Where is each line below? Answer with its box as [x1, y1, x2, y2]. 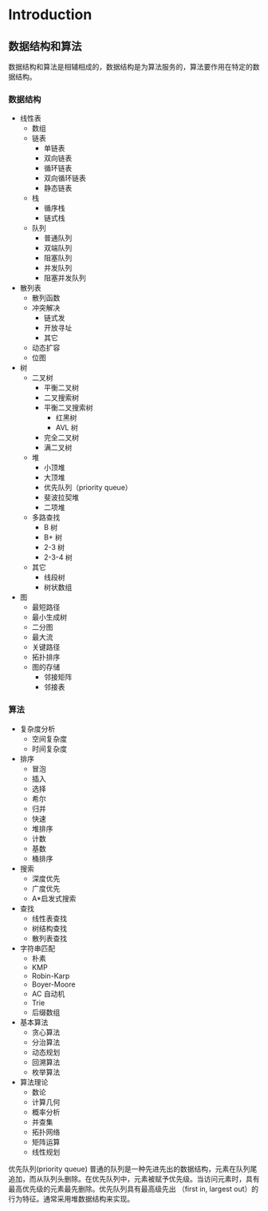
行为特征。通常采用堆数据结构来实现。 [8, 1193, 134, 1203]
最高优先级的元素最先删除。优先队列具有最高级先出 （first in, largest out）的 [8, 1184, 259, 1193]
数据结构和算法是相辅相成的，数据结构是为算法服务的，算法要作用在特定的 [8, 62, 253, 71]
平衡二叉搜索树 [43, 403, 93, 413]
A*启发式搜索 [31, 893, 77, 903]
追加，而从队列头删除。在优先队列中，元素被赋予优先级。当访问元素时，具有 [8, 1173, 260, 1183]
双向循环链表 [43, 173, 86, 183]
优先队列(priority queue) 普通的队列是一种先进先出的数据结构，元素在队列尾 [8, 1164, 258, 1173]
